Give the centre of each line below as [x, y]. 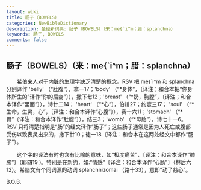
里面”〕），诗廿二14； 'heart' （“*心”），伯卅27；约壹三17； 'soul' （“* [109, 104]
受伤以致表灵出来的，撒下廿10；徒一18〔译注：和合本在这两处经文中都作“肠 [100, 134]
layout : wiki [23, 12]
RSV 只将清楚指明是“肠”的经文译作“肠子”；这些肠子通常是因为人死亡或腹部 [99, 127]
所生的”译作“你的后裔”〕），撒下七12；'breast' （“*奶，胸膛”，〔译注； [96, 97]
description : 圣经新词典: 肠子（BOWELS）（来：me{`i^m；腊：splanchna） [91, 29]
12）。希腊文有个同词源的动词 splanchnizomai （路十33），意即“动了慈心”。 [99, 169]
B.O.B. [14, 182]
